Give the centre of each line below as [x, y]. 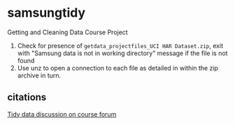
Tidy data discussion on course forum [62, 114]
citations [27, 97]
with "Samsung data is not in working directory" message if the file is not [122, 53]
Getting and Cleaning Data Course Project [67, 32]
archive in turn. [39, 75]
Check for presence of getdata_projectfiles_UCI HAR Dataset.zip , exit [120, 45]
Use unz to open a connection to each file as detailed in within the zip [118, 68]
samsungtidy [47, 13]
